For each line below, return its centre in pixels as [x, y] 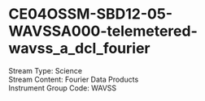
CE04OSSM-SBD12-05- [91, 14]
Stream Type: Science [46, 70]
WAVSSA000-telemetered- [103, 31]
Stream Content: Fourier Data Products [74, 79]
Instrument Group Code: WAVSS [63, 88]
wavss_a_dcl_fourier [79, 48]
